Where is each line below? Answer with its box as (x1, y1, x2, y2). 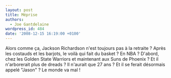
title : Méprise (5, 12, 38, 17)
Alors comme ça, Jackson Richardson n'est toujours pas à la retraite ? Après (5, 45, 166, 51)
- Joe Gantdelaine (10, 21, 50, 27)
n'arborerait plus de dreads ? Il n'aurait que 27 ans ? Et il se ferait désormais (5, 62, 165, 67)
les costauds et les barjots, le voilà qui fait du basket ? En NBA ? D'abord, (5, 50, 159, 57)
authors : (5, 17, 24, 22)
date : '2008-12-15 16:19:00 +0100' (5, 31, 81, 36)
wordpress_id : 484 (5, 27, 44, 32)
